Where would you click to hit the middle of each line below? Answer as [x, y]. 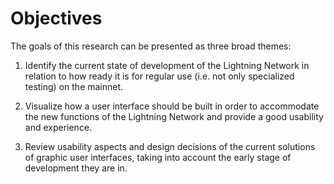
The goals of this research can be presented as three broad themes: [151, 46]
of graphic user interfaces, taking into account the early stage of [158, 157]
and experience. [58, 127]
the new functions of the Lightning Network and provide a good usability [174, 116]
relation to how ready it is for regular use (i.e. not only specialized [159, 76]
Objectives [56, 18]
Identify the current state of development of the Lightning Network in [167, 65]
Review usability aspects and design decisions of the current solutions [170, 146]
